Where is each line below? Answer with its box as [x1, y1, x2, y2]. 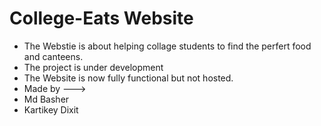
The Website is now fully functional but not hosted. [23, 72, 234, 84]
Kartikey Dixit [23, 103, 79, 116]
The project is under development [23, 61, 164, 73]
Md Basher [23, 93, 70, 105]
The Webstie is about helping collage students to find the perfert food [23, 40, 312, 52]
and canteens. [23, 50, 84, 62]
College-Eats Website [9, 7, 194, 30]
